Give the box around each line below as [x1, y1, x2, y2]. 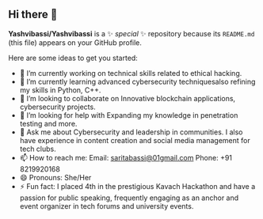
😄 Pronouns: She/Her [19, 172, 92, 182]
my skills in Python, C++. [19, 85, 101, 95]
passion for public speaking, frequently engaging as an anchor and [19, 193, 239, 202]
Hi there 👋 [8, 8, 58, 21]
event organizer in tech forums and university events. [19, 201, 194, 210]
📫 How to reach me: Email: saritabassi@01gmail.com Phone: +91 [19, 153, 232, 162]
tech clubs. [19, 144, 57, 153]
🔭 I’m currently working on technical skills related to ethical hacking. [19, 68, 242, 77]
